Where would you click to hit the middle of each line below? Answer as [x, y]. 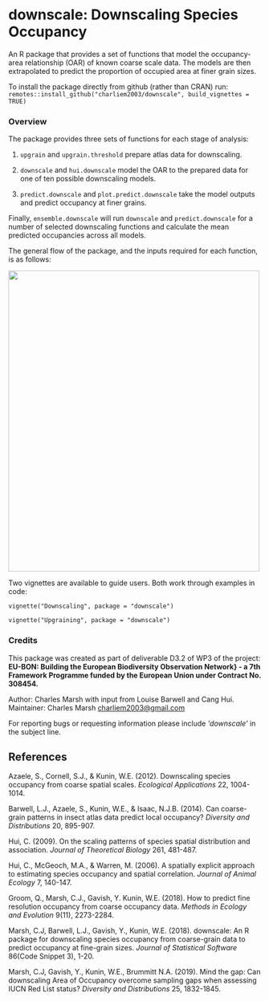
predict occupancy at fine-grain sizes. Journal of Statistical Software [123, 948]
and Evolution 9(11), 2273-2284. [61, 915]
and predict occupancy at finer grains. [83, 203]
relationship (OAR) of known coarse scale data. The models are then [138, 63]
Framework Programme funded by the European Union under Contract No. [135, 675]
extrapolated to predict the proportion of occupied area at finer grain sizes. [132, 71]
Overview [28, 121]
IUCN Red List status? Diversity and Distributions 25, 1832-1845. [115, 989]
